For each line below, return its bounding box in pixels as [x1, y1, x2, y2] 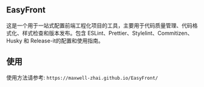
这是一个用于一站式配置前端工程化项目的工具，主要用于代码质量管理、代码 [6, 21, 192, 29]
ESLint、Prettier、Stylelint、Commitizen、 [87, 29, 193, 37]
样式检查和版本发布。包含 [22, 29, 86, 37]
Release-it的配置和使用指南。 [30, 37, 104, 44]
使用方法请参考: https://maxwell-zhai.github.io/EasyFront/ [6, 74, 158, 81]
